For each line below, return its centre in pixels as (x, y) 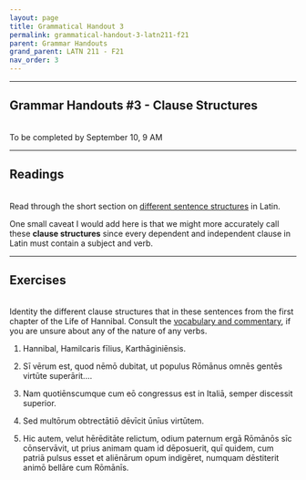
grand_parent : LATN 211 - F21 (67, 52)
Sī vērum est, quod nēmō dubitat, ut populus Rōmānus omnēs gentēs (153, 366)
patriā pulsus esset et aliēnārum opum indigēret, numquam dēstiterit (151, 458)
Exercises (38, 280)
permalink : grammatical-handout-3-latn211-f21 (99, 35)
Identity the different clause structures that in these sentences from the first (152, 311)
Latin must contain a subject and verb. (81, 243)
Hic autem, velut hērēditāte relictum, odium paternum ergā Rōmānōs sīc (158, 439)
